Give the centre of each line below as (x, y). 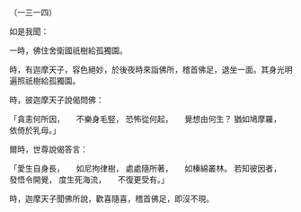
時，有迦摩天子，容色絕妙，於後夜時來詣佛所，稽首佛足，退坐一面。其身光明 (151, 70)
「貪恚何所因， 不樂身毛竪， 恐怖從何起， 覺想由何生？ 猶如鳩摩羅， (143, 119)
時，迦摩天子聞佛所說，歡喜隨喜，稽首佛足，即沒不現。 (111, 199)
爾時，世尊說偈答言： (49, 149)
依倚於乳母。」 (35, 130)
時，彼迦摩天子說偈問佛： (57, 100)
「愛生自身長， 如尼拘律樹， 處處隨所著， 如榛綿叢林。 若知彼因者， (143, 168)
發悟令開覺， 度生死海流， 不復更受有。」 (89, 180)
